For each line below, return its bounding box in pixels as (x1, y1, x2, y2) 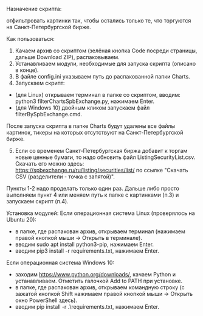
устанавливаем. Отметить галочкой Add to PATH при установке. (15, 277, 183, 284)
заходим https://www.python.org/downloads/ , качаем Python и (15, 271, 176, 278)
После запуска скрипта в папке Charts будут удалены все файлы (6, 122, 175, 130)
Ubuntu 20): (6, 216, 36, 223)
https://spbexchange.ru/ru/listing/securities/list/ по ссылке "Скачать (15, 167, 188, 174)
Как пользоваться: (6, 35, 55, 42)
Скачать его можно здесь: (15, 160, 84, 167)
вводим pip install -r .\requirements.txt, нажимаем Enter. (15, 303, 160, 310)
